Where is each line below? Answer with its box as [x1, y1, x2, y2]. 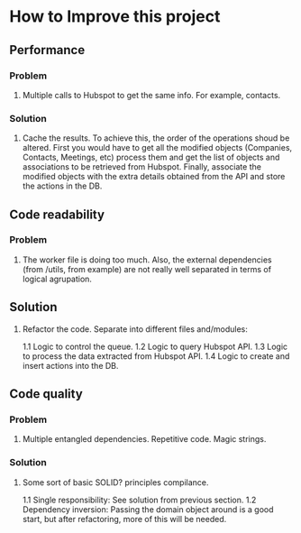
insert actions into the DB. [22, 360, 119, 371]
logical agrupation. [22, 273, 93, 284]
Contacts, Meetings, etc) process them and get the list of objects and [22, 152, 280, 163]
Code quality [9, 386, 83, 402]
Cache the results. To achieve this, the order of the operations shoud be [22, 133, 290, 143]
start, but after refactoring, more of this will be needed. [22, 513, 227, 524]
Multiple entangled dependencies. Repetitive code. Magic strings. [22, 434, 267, 445]
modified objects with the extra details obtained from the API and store [22, 171, 286, 182]
